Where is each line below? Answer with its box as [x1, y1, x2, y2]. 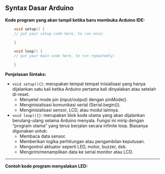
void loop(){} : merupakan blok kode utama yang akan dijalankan [12, 112, 145, 118]
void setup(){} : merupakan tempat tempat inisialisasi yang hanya [12, 81, 146, 87]
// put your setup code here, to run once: [14, 31, 105, 36]
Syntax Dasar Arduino [5, 4, 74, 12]
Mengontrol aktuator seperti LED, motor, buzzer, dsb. [19, 144, 127, 150]
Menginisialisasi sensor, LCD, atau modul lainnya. [19, 107, 119, 113]
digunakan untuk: [12, 128, 48, 134]
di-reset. [12, 91, 30, 98]
